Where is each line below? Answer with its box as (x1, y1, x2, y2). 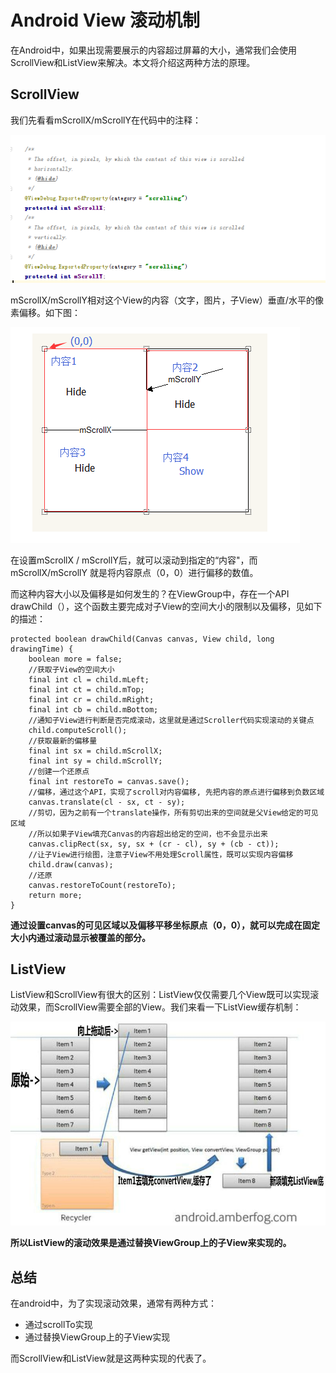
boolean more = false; (28, 654, 123, 664)
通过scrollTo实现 (24, 1318, 93, 1330)
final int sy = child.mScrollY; (28, 756, 163, 766)
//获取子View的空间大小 (28, 664, 115, 675)
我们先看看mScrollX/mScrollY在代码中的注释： (10, 114, 202, 126)
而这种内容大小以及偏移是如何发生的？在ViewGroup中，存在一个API (10, 587, 290, 600)
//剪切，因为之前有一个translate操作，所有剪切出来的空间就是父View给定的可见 (28, 807, 319, 818)
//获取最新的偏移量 (28, 736, 98, 746)
